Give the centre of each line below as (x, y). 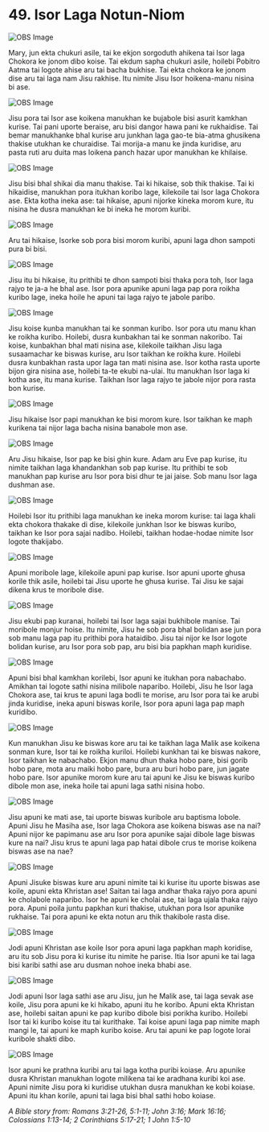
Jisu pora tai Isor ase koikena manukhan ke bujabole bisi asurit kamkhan (128, 117)
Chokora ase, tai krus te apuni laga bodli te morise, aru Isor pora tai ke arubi (134, 694)
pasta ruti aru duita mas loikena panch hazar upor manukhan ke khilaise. (128, 152)
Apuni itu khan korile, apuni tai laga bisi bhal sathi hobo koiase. (112, 1095)
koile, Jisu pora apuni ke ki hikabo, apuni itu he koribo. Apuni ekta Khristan (132, 1004)
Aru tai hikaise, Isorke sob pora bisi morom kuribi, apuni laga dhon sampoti (132, 240)
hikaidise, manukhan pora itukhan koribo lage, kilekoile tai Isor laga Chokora (134, 191)
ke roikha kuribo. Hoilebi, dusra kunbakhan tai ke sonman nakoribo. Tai (126, 336)
